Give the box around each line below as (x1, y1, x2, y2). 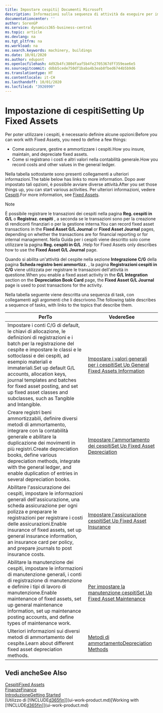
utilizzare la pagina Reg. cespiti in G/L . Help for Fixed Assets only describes (5, 242, 157, 248)
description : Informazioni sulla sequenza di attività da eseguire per (5, 12, 153, 17)
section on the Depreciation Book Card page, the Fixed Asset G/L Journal (5, 277, 154, 283)
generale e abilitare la (7, 433, 57, 440)
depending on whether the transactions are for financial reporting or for (5, 231, 148, 237)
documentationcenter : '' (5, 16, 55, 21)
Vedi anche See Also (5, 669, 67, 677)
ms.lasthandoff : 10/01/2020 (5, 79, 62, 84)
